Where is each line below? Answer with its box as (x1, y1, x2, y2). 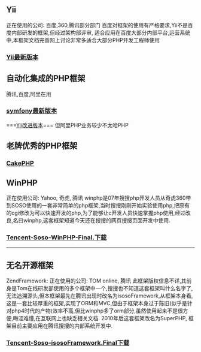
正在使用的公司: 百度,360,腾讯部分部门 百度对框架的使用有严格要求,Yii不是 (6, 21, 188, 29)
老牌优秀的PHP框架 (6, 141, 78, 151)
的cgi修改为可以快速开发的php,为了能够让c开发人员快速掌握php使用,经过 (6, 209, 185, 216)
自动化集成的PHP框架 (6, 73, 86, 83)
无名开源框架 (6, 260, 54, 270)
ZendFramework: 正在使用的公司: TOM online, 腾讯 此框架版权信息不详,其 (6, 277, 187, 284)
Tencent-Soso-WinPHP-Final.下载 (6, 233, 107, 242)
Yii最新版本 (6, 53, 39, 61)
